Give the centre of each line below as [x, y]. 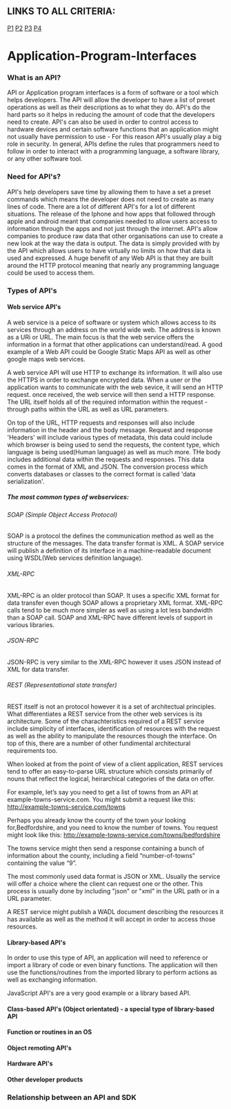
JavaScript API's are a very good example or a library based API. [99, 993]
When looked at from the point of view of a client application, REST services [115, 764]
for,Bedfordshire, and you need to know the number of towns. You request [113, 827]
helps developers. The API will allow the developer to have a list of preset [111, 100]
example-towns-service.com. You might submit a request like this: [101, 799]
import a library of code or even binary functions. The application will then [112, 965]
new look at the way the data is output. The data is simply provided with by [113, 243]
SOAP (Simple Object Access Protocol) [62, 514]
